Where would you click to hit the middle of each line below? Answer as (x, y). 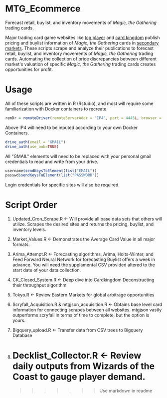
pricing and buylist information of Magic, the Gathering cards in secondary (82, 42)
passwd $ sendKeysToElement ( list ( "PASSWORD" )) (52, 175)
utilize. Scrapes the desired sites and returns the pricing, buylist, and (83, 224)
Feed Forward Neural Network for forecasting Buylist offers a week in (84, 259)
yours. (19, 320)
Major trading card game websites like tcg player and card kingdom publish (83, 37)
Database (22, 335)
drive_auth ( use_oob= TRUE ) (32, 146)
